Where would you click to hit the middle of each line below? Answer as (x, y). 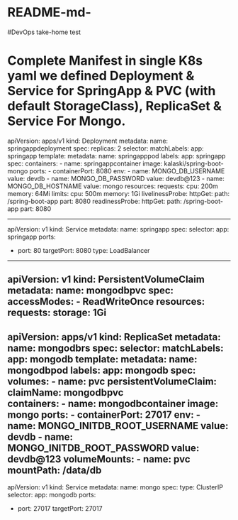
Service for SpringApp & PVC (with (112, 91)
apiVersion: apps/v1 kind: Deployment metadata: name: (88, 141)
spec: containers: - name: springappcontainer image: (85, 163)
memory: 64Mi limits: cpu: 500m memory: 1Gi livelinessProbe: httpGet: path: (119, 193)
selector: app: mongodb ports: (52, 495)
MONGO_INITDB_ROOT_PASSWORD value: (103, 448)
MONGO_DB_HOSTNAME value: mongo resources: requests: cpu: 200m (113, 186)
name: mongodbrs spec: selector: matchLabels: (116, 348)
